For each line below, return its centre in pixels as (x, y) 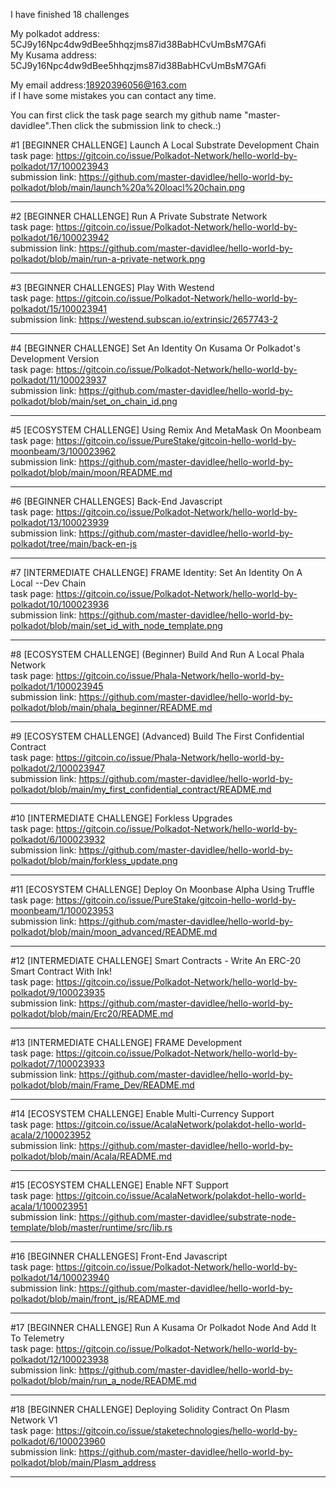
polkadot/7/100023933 (57, 1063)
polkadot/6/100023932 (58, 839)
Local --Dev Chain (48, 583)
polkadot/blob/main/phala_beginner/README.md (111, 707)
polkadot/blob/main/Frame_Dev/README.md (102, 1085)
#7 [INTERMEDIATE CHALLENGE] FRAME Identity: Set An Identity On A (156, 572)
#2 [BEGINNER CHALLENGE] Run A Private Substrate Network (139, 216)
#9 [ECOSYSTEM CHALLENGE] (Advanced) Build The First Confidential (157, 736)
